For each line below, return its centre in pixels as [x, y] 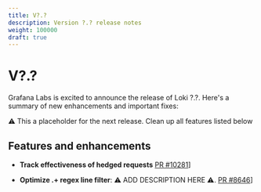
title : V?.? [27, 15]
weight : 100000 [33, 30]
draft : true [27, 37]
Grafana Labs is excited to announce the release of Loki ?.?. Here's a [119, 98]
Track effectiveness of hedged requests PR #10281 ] [105, 165]
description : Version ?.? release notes [75, 23]
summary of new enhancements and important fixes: [93, 106]
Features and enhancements [80, 146]
